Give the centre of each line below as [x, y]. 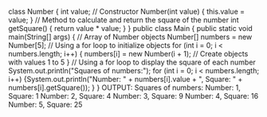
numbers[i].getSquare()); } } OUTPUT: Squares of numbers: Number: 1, [125, 88]
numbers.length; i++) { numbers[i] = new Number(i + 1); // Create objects [128, 54]
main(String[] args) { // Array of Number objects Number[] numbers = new [130, 37]
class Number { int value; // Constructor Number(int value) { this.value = [127, 12]
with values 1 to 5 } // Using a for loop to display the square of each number [132, 62]
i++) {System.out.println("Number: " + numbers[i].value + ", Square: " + [126, 79]
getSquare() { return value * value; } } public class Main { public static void [130, 28]
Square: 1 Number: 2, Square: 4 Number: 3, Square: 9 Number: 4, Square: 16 [133, 96]
